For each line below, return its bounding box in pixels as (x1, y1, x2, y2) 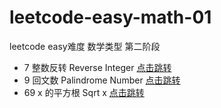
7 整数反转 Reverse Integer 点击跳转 (23, 61, 172, 73)
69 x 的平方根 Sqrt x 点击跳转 (23, 86, 145, 98)
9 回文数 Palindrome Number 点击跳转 (23, 74, 181, 86)
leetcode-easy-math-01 (9, 6, 212, 29)
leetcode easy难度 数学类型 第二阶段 (9, 40, 161, 52)
